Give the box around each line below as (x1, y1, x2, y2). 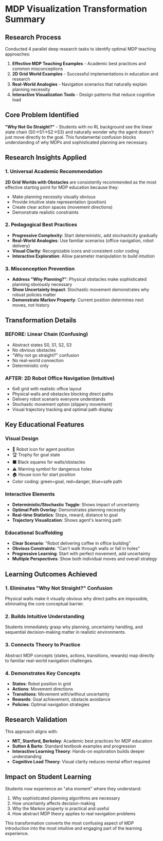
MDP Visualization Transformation (5, 3, 147, 15)
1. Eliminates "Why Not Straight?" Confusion (5, 585, 113, 591)
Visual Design (5, 435, 39, 442)
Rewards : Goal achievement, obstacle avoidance (12, 696, 110, 702)
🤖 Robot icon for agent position (12, 446, 74, 452)
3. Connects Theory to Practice (5, 641, 81, 648)
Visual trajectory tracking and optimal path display (12, 406, 113, 412)
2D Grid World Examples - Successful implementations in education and (12, 71, 158, 76)
